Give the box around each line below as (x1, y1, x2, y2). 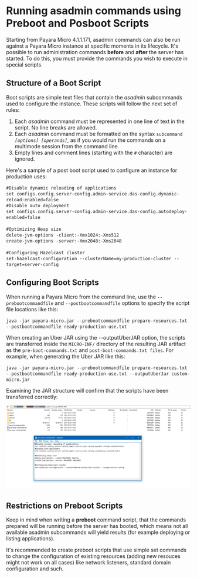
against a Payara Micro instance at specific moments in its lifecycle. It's (6, 42, 179, 49)
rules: (6, 106, 20, 113)
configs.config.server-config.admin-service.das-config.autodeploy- (16, 208, 188, 214)
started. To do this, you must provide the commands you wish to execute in (6, 55, 188, 62)
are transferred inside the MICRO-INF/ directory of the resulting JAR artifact (6, 340, 186, 347)
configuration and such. (6, 565, 64, 572)
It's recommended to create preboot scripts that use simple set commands (6, 546, 186, 554)
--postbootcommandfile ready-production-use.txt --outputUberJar (6, 371, 169, 377)
